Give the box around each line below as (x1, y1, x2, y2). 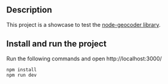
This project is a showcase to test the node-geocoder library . (6, 21, 161, 28)
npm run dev (6, 72, 37, 78)
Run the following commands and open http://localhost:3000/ (6, 55, 162, 62)
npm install (6, 66, 37, 72)
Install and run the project (6, 39, 107, 49)
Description (6, 5, 52, 15)
